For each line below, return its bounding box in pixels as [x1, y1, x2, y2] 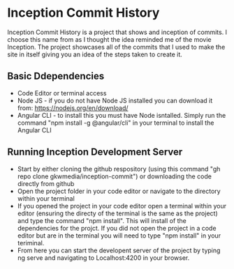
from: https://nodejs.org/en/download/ [17, 103, 129, 112]
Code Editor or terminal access [17, 89, 107, 97]
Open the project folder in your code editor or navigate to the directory [17, 187, 221, 195]
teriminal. [17, 238, 45, 247]
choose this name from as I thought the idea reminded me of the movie [7, 35, 212, 43]
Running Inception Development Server [7, 146, 183, 158]
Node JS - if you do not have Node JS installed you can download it [17, 96, 213, 105]
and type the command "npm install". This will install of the [17, 216, 187, 224]
